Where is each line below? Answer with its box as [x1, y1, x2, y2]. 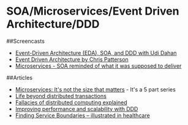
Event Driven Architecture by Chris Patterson [15, 55, 129, 63]
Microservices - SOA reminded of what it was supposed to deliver [15, 62, 182, 70]
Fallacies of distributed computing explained [15, 99, 127, 106]
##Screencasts [6, 37, 45, 45]
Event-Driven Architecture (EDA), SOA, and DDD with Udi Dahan [15, 49, 177, 56]
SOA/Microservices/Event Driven [6, 4, 179, 18]
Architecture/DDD [6, 17, 100, 31]
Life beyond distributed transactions [15, 92, 107, 99]
